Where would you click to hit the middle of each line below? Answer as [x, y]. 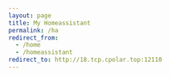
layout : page [30, 15]
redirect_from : [34, 38]
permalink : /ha [34, 30]
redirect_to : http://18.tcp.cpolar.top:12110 [85, 60]
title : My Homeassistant [49, 23]
